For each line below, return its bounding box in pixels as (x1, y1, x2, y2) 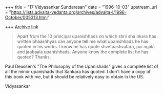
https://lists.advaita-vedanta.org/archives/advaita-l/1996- (11, 9, 127, 15)
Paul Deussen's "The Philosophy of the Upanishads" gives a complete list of (5, 63, 159, 69)
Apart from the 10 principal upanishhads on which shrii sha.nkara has (17, 34, 157, 39)
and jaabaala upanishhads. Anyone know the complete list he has (17, 49, 149, 55)
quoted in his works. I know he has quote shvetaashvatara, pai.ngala (17, 44, 155, 49)
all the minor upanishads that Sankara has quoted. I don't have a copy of (5, 69, 151, 75)
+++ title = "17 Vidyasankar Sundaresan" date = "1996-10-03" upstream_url (5, 4, 157, 10)
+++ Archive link (5, 24, 39, 30)
